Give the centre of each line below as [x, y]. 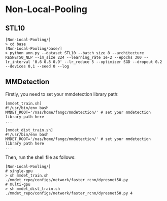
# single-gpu [19, 171]
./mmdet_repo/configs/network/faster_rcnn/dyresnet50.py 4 [69, 193]
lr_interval [18, 62]
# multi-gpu [18, 184]
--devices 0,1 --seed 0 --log [37, 66]
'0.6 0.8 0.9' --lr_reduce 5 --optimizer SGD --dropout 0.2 [97, 62]
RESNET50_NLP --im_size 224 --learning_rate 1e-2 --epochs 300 [74, 57]
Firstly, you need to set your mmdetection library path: [62, 94]
